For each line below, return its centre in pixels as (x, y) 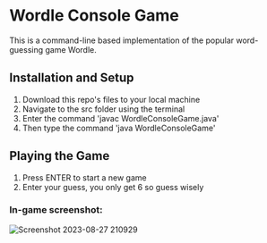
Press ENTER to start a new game (84, 177)
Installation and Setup (72, 78)
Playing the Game (60, 156)
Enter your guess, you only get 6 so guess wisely (113, 187)
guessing (26, 49)
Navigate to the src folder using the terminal (103, 109)
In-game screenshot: (56, 210)
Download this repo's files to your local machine (111, 99)
